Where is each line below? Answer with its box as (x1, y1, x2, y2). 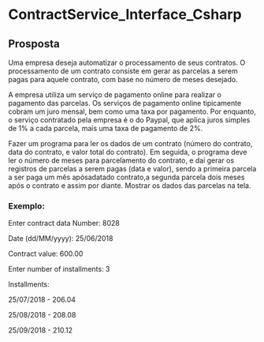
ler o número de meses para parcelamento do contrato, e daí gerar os (8, 156, 235, 165)
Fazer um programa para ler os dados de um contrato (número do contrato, (8, 139, 253, 148)
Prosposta (8, 37, 61, 51)
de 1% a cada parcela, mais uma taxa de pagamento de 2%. (8, 124, 203, 133)
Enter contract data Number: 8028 (8, 219, 121, 228)
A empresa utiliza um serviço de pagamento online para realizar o (8, 90, 222, 100)
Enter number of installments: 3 (8, 265, 110, 274)
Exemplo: (8, 200, 46, 211)
